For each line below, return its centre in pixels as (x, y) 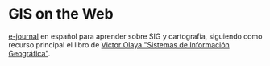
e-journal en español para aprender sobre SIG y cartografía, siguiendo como (135, 36)
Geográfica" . (29, 53)
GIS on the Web (61, 14)
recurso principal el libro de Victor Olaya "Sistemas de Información (119, 44)
